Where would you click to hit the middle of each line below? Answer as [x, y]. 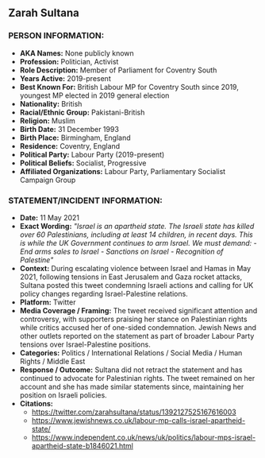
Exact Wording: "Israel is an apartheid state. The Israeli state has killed [137, 226]
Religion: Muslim [47, 120]
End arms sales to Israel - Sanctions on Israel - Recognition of [121, 251]
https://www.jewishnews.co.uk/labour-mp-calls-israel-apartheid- [138, 420]
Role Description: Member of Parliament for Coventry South [118, 70]
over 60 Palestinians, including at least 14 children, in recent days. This [136, 235]
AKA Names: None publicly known [77, 53]
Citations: [36, 403]
